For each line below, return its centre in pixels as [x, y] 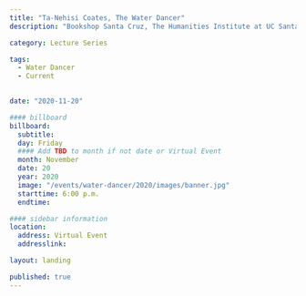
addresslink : [42, 244]
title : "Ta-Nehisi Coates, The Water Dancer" [97, 18]
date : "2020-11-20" [46, 101]
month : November [48, 160]
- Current [36, 77]
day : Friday [41, 143]
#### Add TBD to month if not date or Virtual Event [120, 151]
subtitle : [36, 134]
